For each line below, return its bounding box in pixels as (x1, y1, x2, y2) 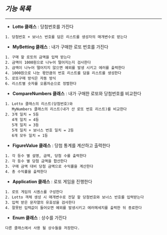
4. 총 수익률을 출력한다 (5, 169, 47, 174)
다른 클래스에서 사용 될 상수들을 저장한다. (5, 226, 80, 231)
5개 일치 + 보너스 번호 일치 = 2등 (11, 127, 74, 133)
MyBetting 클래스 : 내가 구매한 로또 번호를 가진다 (12, 44, 108, 50)
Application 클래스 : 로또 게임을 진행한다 (12, 178, 92, 184)
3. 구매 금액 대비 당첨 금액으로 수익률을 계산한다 (5, 164, 93, 169)
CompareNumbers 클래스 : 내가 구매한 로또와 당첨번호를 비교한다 (12, 90, 142, 96)
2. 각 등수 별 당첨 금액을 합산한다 (5, 158, 68, 163)
